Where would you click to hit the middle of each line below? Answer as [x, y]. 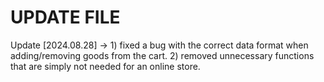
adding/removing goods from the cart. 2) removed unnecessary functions [162, 55]
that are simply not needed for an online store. [105, 66]
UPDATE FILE [65, 17]
